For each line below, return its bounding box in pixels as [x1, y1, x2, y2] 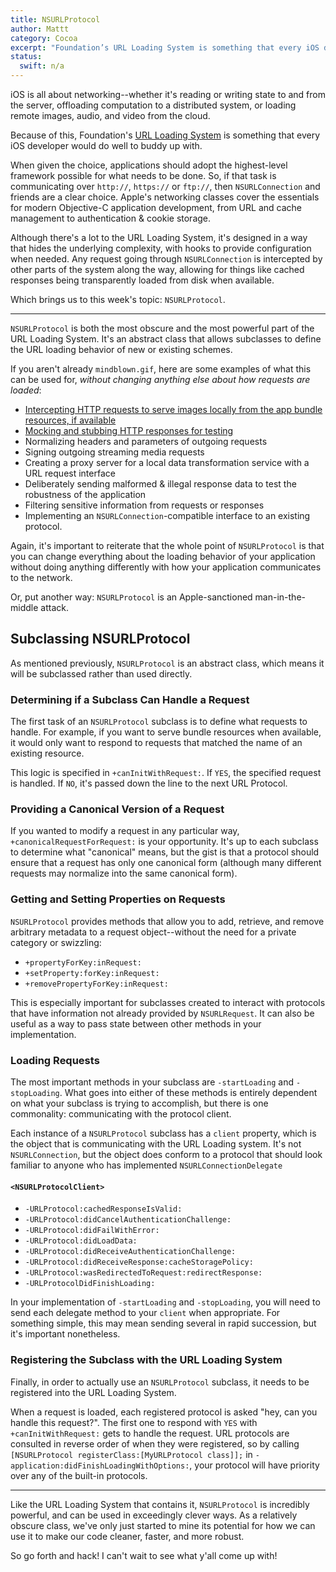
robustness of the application [24, 489, 147, 500]
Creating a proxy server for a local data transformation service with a [24, 457, 310, 468]
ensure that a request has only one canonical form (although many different [10, 857, 322, 869]
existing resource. [10, 747, 85, 760]
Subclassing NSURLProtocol [10, 631, 191, 648]
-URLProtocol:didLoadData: [24, 1236, 138, 1246]
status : [10, 52, 43, 62]
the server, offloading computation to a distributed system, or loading [10, 99, 297, 111]
